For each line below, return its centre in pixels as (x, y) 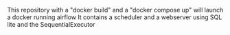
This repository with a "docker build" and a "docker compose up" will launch (115, 10)
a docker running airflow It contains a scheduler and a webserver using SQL (115, 17)
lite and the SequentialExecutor (51, 24)
